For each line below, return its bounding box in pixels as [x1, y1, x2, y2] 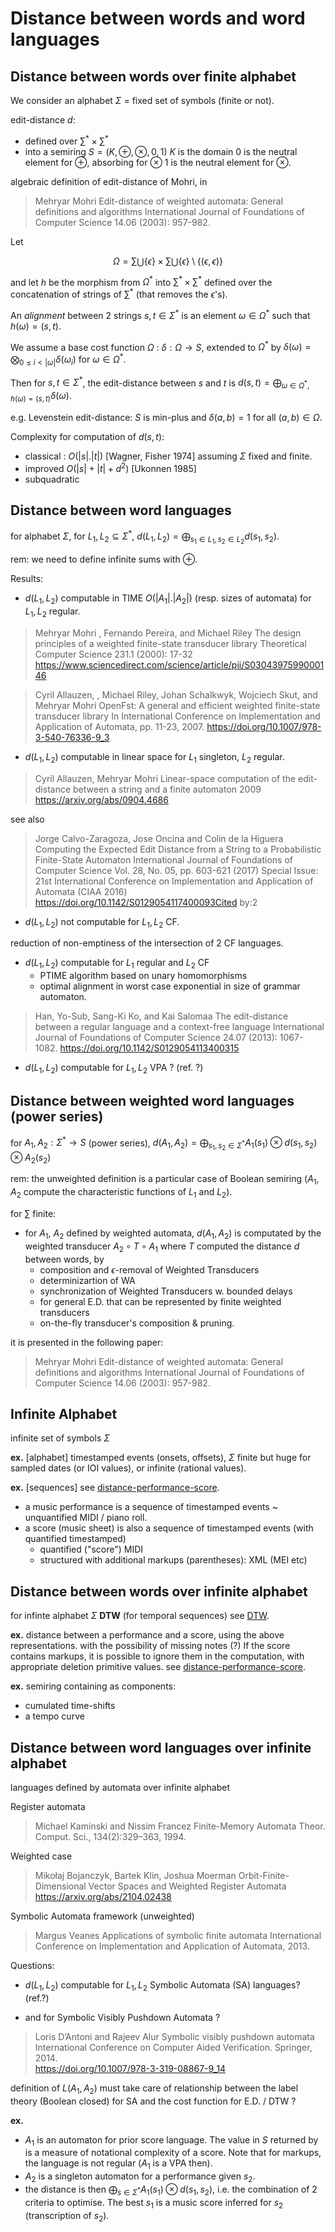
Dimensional [34, 1880, 87, 1892]
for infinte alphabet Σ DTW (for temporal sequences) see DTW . [10, 1610, 270, 1622]
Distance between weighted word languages [10, 1093, 295, 1110]
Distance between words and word [10, 7, 306, 30]
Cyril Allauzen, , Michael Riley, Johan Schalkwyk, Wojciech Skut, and [34, 688, 318, 701]
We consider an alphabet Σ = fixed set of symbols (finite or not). [10, 95, 275, 106]
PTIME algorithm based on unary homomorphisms [39, 970, 248, 982]
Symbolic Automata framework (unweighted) [10, 1910, 195, 1922]
